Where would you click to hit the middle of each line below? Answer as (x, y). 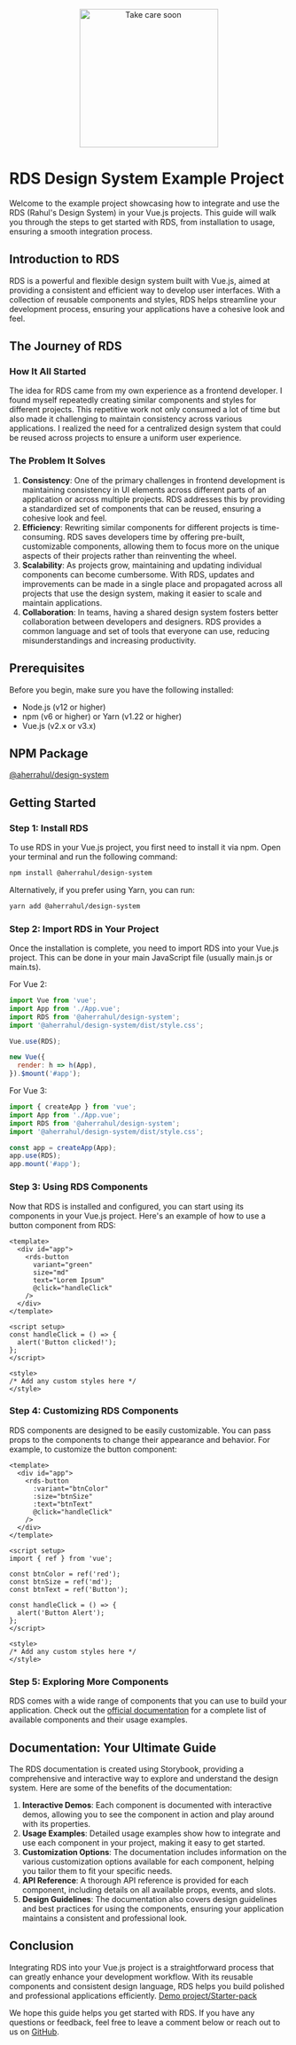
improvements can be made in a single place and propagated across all (152, 584)
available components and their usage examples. (98, 1720)
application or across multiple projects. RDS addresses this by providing (153, 499)
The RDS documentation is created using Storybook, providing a (127, 1768)
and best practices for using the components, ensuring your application (153, 1908)
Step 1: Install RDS (49, 827)
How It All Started (48, 372)
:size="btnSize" (62, 1496)
